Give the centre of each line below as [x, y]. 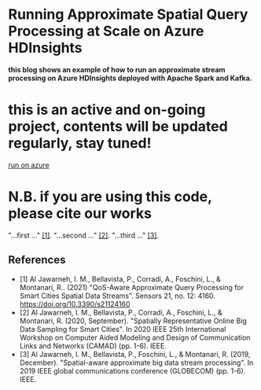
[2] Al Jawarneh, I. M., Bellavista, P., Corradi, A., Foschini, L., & [121, 312]
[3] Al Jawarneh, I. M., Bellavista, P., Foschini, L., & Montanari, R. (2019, [135, 354]
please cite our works [80, 213]
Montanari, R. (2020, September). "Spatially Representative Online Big [133, 321]
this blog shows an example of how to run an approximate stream [117, 69]
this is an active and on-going [107, 110]
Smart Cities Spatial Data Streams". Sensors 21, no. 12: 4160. [118, 296]
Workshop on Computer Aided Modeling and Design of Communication [135, 337]
